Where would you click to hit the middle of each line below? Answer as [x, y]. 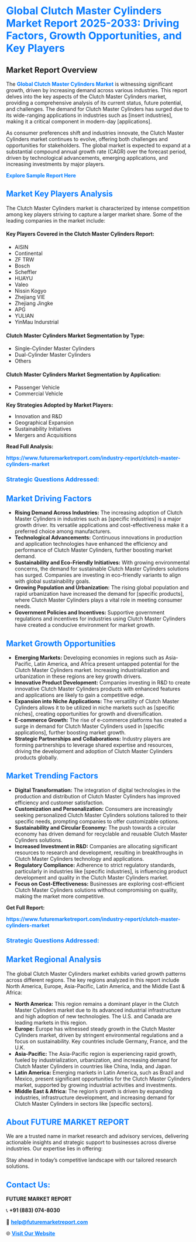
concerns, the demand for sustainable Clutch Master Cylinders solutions [102, 569]
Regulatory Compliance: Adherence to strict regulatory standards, [95, 865]
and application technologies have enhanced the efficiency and [91, 544]
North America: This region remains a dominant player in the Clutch [97, 1003]
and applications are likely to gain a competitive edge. [79, 695]
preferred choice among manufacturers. [63, 531]
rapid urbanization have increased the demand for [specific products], [99, 594]
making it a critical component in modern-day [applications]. [79, 121]
